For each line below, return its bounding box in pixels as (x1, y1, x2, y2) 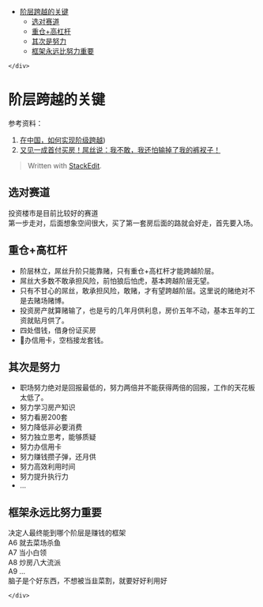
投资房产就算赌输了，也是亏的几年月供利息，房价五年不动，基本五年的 (19, 305, 249, 315)
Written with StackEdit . (27, 160, 103, 170)
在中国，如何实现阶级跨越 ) (19, 135, 106, 145)
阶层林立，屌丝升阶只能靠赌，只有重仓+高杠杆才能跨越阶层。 (19, 266, 219, 275)
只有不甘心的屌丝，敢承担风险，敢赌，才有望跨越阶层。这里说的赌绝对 (19, 285, 249, 295)
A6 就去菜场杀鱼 (8, 538, 62, 548)
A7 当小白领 (8, 548, 47, 557)
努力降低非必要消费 (19, 422, 83, 432)
